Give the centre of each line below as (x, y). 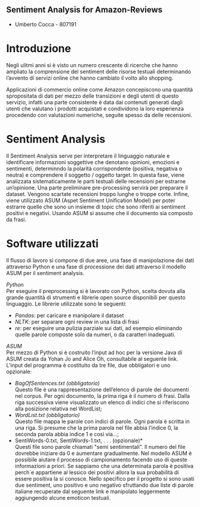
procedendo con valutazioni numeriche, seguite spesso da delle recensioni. (99, 115)
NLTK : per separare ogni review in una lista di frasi (77, 322)
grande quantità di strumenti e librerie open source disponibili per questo (96, 297)
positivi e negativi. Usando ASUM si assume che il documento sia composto (99, 213)
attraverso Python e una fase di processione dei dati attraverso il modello (96, 267)
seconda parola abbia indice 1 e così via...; (67, 434)
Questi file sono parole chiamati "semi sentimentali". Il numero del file (100, 446)
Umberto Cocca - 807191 (45, 24)
